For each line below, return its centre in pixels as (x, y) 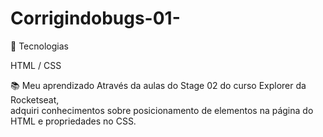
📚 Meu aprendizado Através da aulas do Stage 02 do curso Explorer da (158, 85)
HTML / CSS (36, 65)
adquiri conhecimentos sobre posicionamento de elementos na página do (162, 110)
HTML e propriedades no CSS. (73, 121)
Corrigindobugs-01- (95, 18)
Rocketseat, (35, 99)
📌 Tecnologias (39, 46)
